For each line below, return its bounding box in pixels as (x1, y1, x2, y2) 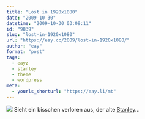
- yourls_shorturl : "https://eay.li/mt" (12, 88, 116, 95)
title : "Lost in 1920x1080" (6, 9, 78, 15)
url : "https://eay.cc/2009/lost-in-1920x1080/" (6, 37, 130, 43)
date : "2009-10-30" (6, 15, 56, 21)
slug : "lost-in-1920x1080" (6, 32, 75, 38)
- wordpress (12, 77, 43, 83)
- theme (12, 71, 32, 78)
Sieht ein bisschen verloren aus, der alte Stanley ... (13, 106, 140, 113)
